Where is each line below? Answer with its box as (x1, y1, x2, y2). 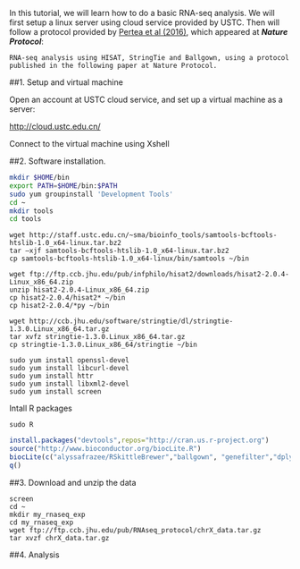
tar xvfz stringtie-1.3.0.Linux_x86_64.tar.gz (9, 333, 186, 342)
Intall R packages (9, 403, 73, 414)
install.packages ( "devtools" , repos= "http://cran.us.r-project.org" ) (9, 436, 270, 446)
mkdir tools (9, 206, 54, 216)
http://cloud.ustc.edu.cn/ (9, 121, 101, 132)
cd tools (9, 215, 42, 224)
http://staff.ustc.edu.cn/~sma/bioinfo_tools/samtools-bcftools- (29, 231, 278, 240)
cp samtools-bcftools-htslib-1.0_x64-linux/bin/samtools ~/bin (9, 254, 250, 263)
